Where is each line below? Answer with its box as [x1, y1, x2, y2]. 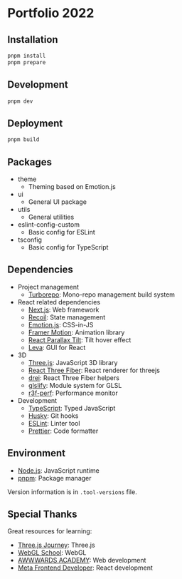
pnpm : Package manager [17, 473, 92, 482]
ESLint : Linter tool [28, 419, 80, 427]
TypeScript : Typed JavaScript [28, 404, 116, 412]
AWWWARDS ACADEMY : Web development [17, 556, 146, 565]
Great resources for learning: [7, 527, 92, 536]
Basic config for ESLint [28, 227, 96, 236]
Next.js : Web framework [28, 305, 100, 314]
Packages [7, 155, 52, 168]
